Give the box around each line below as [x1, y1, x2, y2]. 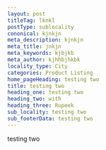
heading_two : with [7, 96, 61, 103]
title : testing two [7, 82, 65, 89]
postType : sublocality [7, 23, 74, 30]
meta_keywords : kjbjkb [7, 50, 74, 57]
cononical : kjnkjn [7, 30, 61, 37]
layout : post [7, 10, 46, 18]
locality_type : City [7, 63, 69, 70]
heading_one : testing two [7, 89, 83, 96]
